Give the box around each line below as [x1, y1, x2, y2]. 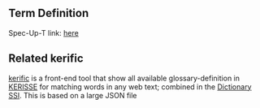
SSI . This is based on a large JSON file [8, 90, 137, 100]
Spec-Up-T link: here [8, 28, 79, 37]
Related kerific [8, 52, 84, 66]
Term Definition [8, 6, 89, 20]
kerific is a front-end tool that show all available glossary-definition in [8, 73, 240, 83]
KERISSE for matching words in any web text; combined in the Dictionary [8, 81, 252, 92]
